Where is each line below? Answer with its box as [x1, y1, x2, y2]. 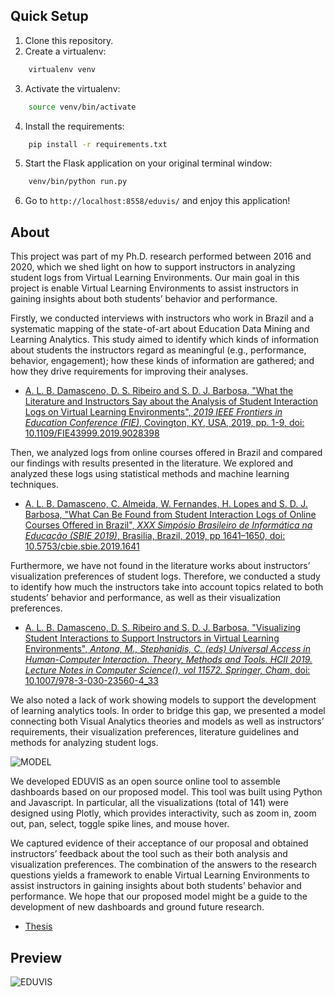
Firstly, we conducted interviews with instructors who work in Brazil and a [10, 312, 315, 324]
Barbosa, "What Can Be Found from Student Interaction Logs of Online [24, 509, 317, 521]
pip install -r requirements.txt [28, 139, 168, 149]
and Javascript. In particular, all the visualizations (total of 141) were [10, 797, 289, 809]
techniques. [10, 479, 59, 491]
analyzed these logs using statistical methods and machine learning [10, 468, 290, 480]
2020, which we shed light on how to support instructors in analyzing [10, 261, 296, 273]
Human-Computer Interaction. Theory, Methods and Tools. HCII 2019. [24, 654, 313, 666]
